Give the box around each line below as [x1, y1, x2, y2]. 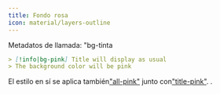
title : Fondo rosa [8, 11, 68, 20]
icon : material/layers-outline [8, 19, 111, 27]
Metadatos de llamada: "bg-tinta [8, 40, 113, 49]
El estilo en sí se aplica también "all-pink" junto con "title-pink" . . [8, 77, 213, 86]
